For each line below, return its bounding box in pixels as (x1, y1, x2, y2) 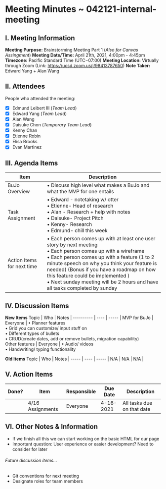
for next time (7, 263, 37, 270)
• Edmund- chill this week (46, 227, 108, 234)
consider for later (12, 446, 48, 452)
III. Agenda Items (5, 159, 58, 167)
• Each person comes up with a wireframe (46, 248, 145, 255)
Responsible (66, 388, 96, 395)
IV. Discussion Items (5, 301, 69, 310)
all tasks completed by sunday (46, 285, 118, 292)
